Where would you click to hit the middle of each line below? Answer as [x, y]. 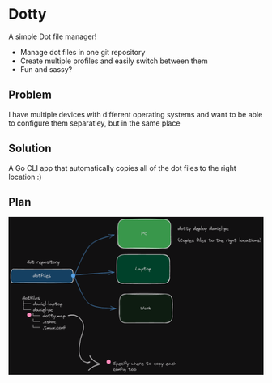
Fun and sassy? [46, 69]
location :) [25, 177]
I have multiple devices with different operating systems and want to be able [136, 114]
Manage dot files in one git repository [83, 52]
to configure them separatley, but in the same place [94, 123]
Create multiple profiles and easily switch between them [114, 61]
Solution [30, 149]
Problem [30, 95]
